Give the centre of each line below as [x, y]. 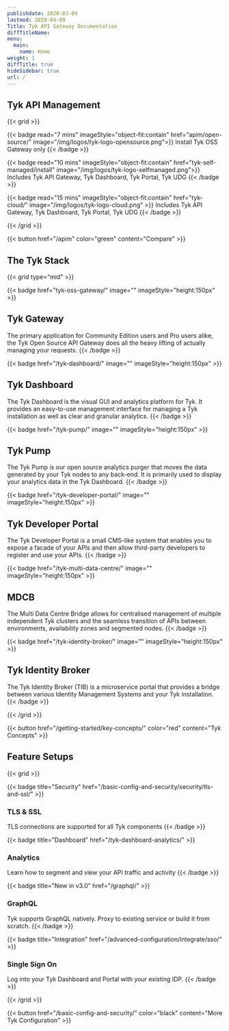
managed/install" [31, 170]
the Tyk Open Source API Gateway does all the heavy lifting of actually [106, 343]
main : [21, 45]
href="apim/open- [196, 135]
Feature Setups [40, 757]
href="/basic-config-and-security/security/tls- [148, 786]
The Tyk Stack [38, 260]
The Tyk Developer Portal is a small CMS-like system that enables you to [109, 541]
